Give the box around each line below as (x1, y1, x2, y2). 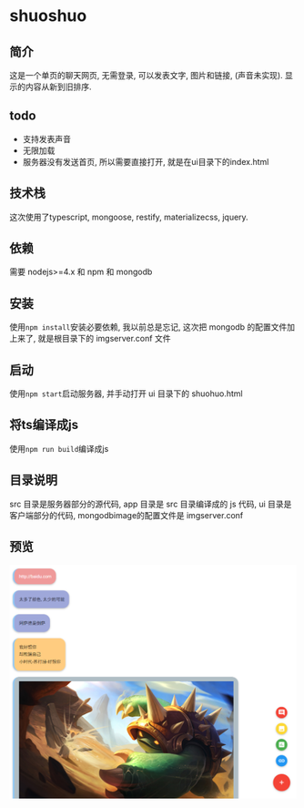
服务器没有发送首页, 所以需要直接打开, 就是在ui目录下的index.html (22, 156, 269, 167)
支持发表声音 (22, 133, 71, 144)
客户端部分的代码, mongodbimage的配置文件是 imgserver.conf (9, 509, 244, 520)
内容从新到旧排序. (25, 81, 93, 92)
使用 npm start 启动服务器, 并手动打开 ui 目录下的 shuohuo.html (9, 388, 243, 399)
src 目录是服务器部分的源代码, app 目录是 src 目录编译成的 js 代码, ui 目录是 (9, 498, 292, 509)
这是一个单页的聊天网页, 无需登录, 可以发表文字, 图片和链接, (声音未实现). (9, 70, 284, 80)
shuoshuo (9, 5, 87, 26)
